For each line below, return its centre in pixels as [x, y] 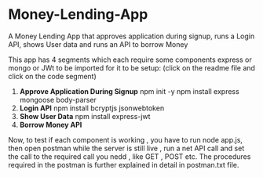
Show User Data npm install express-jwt [85, 116]
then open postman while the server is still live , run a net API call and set [126, 148]
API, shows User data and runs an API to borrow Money [98, 44]
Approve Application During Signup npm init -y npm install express [129, 91]
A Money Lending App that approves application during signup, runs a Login [131, 36]
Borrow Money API [51, 125]
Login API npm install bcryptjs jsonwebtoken [92, 108]
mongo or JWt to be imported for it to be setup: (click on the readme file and [131, 67]
